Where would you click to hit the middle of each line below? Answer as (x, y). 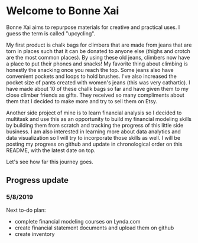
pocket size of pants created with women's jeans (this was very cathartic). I (98, 82)
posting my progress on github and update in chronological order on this (94, 144)
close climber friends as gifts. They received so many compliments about (95, 95)
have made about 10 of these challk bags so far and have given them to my (98, 88)
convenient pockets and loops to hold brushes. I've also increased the (92, 76)
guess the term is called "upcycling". (51, 33)
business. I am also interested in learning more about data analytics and (94, 132)
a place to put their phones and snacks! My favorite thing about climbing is (97, 64)
